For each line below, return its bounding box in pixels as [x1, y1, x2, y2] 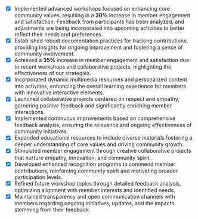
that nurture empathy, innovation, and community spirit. [14, 154, 151, 161]
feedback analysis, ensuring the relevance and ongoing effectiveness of [14, 122, 192, 129]
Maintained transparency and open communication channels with [14, 193, 175, 200]
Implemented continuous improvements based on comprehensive [14, 115, 176, 122]
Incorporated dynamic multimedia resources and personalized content [14, 76, 187, 83]
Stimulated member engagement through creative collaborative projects [14, 147, 191, 155]
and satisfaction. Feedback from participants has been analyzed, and [14, 18, 184, 26]
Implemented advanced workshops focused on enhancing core [14, 5, 171, 12]
